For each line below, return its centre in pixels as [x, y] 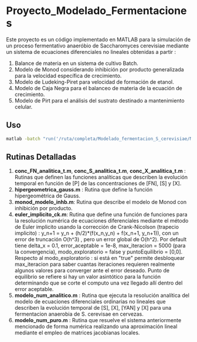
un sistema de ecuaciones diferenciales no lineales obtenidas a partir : [91, 52]
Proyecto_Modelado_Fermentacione [96, 11]
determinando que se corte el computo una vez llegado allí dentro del [98, 283]
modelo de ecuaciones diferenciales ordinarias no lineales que [90, 302]
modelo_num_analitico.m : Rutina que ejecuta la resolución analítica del [102, 295]
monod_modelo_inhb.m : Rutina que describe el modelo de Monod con [100, 202]
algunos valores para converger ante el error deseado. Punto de [92, 271]
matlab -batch [23, 139]
